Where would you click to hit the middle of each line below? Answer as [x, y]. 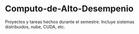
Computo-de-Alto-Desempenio [69, 9]
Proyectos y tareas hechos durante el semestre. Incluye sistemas [70, 22]
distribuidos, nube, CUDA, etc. [35, 26]
